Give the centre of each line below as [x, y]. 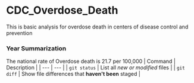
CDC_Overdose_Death [62, 10]
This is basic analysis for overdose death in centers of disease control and [97, 27]
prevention [19, 33]
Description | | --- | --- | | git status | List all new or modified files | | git [96, 68]
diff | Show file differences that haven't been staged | [73, 74]
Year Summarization [36, 48]
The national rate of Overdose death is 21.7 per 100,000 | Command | [91, 61]
